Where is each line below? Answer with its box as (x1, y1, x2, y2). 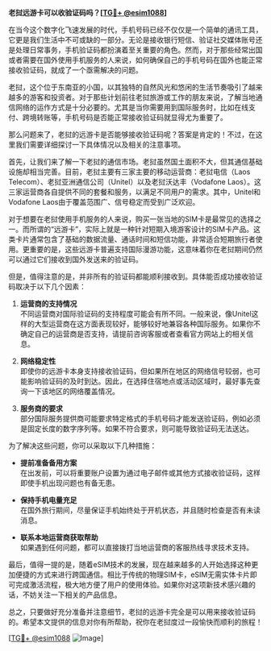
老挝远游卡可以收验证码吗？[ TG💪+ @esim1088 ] (8, 8, 168, 17)
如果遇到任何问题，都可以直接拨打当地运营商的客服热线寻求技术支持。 (19, 543, 254, 552)
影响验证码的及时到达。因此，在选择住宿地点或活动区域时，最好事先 (27, 376, 254, 386)
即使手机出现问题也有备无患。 (19, 479, 119, 487)
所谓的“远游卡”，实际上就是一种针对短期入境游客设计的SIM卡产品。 (29, 225, 254, 234)
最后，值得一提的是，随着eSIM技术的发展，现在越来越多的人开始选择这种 (8, 560, 252, 569)
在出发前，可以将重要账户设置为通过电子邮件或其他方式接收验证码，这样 (19, 468, 261, 478)
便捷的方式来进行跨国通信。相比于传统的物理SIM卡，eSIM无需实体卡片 (15, 570, 250, 579)
